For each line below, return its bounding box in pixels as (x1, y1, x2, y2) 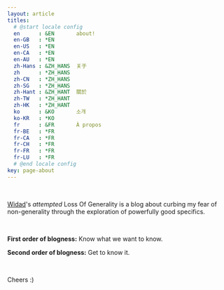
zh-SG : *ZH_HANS (13, 82, 71, 89)
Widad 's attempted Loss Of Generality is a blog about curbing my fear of (7, 199, 217, 208)
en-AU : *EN (13, 56, 55, 63)
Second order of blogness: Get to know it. (7, 248, 130, 256)
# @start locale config (13, 23, 83, 30)
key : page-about (7, 166, 55, 174)
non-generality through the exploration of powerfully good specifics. (7, 207, 205, 216)
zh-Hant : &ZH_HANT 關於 (13, 88, 87, 95)
